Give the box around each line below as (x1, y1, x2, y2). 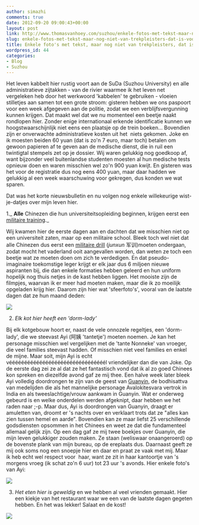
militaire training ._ (6, 217, 49, 224)
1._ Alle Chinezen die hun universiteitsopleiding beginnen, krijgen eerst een (6, 210, 190, 217)
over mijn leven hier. (29, 199, 78, 206)
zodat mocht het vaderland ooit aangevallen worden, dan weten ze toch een (6, 248, 192, 255)
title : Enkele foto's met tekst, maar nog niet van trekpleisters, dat (6, 42, 187, 48)
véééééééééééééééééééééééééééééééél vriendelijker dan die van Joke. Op (6, 359, 192, 366)
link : (6, 31, 20, 37)
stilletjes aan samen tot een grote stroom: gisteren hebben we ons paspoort (6, 99, 191, 106)
